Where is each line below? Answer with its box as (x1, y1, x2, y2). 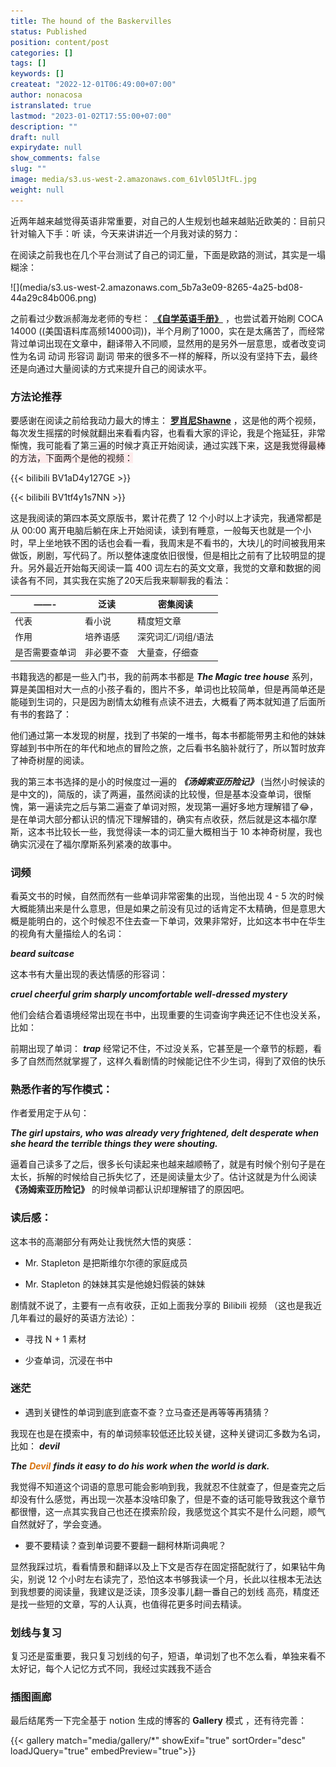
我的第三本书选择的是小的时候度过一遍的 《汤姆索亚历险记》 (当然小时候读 (10, 775, 317, 787)
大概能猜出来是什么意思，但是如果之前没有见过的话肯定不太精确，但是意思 (10, 902, 317, 914)
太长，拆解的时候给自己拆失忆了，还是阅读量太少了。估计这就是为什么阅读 (10, 1171, 317, 1183)
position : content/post (10, 37, 110, 47)
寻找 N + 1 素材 (24, 1333, 87, 1345)
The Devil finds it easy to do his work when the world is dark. (10, 1460, 270, 1472)
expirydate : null (10, 143, 83, 153)
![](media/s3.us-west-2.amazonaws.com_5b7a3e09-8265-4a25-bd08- (10, 281, 304, 293)
